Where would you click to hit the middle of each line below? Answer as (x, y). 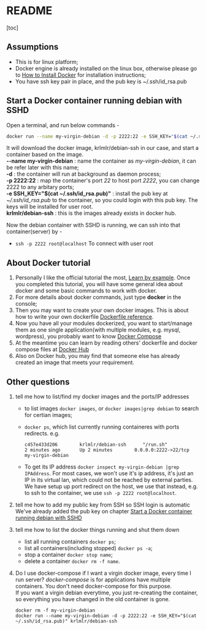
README (29, 11)
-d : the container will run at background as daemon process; (84, 174)
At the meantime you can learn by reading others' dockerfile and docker (106, 343)
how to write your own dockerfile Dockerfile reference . (84, 317)
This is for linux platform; (47, 61)
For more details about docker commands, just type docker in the (98, 297)
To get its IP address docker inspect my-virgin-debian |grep (102, 467)
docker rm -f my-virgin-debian (55, 611)
